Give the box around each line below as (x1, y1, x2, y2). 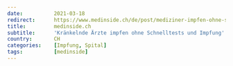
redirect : (7, 16, 36, 23)
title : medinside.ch (7, 23, 92, 30)
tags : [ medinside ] (7, 49, 89, 56)
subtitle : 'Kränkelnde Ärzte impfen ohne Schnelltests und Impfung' (7, 29, 225, 36)
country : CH (7, 36, 60, 43)
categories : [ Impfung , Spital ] (7, 42, 107, 49)
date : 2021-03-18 (7, 10, 85, 17)
